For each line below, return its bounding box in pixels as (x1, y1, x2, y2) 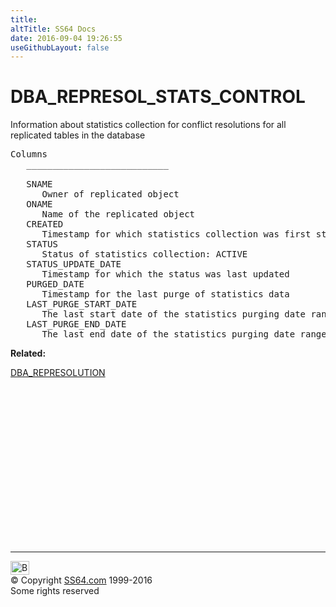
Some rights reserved (10, 585, 100, 597)
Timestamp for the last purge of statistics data (41, 289, 290, 300)
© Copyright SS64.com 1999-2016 (10, 574, 153, 586)
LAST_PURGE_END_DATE (26, 319, 127, 330)
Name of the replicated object (41, 209, 196, 220)
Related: (10, 347, 47, 360)
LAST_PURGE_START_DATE (26, 299, 138, 310)
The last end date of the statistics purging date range (41, 329, 327, 340)
